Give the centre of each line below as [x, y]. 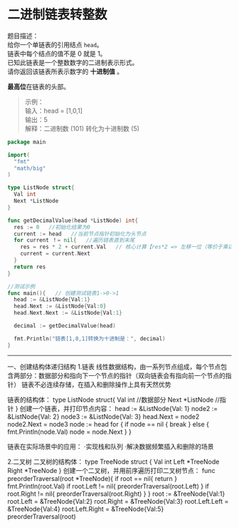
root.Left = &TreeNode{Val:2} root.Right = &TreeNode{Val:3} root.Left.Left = [118, 501]
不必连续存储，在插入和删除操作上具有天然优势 [102, 384]
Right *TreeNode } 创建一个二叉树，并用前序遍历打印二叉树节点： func [111, 470]
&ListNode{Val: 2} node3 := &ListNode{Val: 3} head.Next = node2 [103, 416]
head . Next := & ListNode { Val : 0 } [60, 306]
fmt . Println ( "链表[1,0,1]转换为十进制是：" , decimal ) [90, 339]
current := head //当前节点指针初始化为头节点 [80, 234]
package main [27, 142]
